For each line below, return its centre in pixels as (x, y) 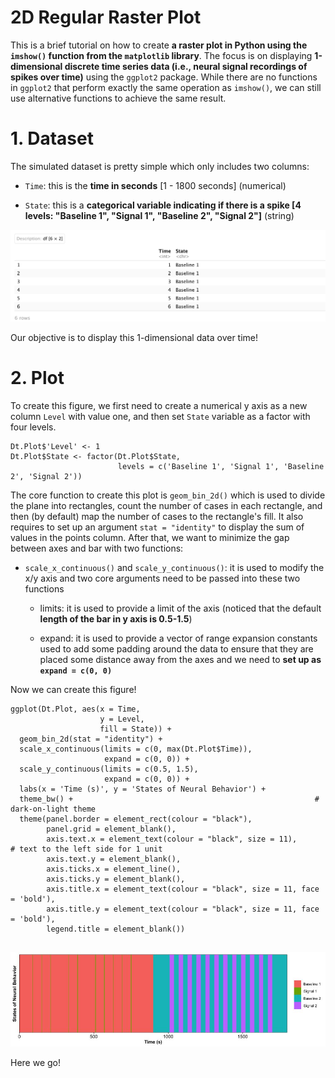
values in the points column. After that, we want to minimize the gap (150, 537)
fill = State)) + (135, 729)
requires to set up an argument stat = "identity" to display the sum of (157, 527)
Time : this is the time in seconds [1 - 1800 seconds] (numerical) (155, 185)
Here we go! (36, 1063)
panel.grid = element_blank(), (111, 829)
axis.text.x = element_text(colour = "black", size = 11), (172, 839)
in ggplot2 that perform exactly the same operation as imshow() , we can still (166, 87)
